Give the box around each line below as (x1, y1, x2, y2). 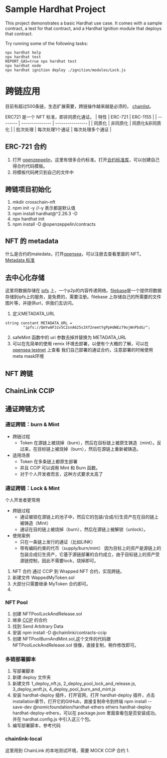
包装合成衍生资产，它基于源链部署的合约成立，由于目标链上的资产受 (19, 551, 160, 557)
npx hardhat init (12, 216, 45, 222)
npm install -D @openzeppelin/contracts (12, 221, 96, 227)
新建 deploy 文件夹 (12, 674, 51, 680)
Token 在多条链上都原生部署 (19, 458, 78, 464)
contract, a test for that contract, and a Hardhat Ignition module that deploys (5, 25, 162, 31)
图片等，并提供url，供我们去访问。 (5, 300, 76, 306)
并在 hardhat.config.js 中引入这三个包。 (12, 716, 94, 722)
